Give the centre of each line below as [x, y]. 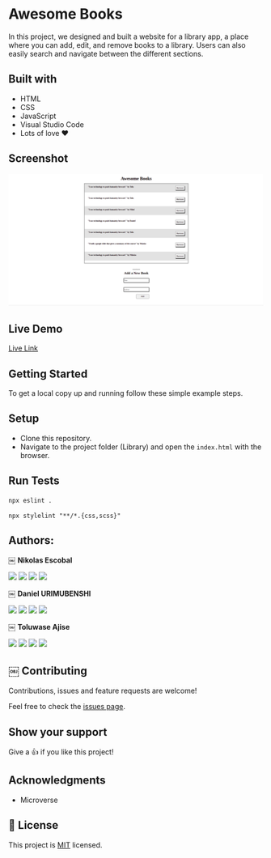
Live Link [23, 348]
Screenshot [38, 159]
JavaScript [38, 116]
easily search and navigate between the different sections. [106, 53]
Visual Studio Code [52, 124]
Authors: [31, 540]
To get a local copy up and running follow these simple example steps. [126, 393]
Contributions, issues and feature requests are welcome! [103, 691]
